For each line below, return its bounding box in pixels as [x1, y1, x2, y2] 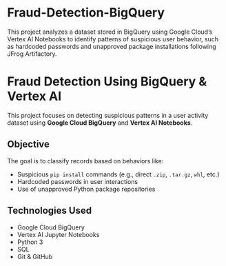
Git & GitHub [17, 252, 53, 260]
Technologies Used [7, 205, 92, 216]
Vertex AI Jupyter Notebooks [17, 230, 100, 238]
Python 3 [17, 238, 43, 246]
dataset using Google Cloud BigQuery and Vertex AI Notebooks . [7, 119, 193, 127]
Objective [7, 139, 50, 150]
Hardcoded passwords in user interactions [17, 177, 138, 185]
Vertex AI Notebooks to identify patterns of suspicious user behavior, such [7, 34, 219, 43]
